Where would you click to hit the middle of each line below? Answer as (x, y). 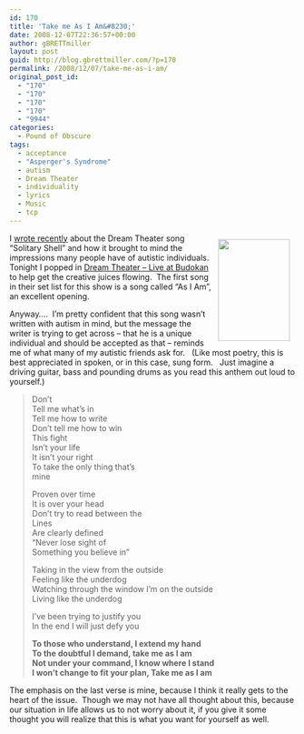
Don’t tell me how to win (77, 427)
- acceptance (42, 153)
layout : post (34, 52)
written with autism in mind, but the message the (101, 323)
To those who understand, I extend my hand (116, 643)
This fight (49, 437)
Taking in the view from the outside (98, 569)
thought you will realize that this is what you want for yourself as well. (139, 719)
